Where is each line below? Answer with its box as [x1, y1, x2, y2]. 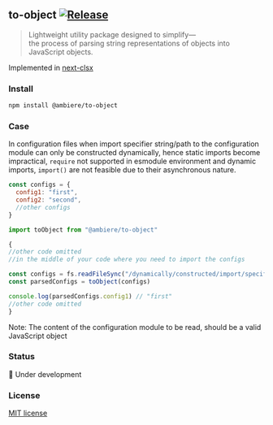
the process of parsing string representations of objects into [28, 38, 230, 48]
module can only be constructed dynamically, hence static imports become [8, 148, 261, 158]
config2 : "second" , [15, 196, 82, 204]
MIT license [8, 408, 48, 418]
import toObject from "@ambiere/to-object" [8, 225, 158, 234]
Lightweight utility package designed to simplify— [28, 29, 197, 39]
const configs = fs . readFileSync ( [8, 270, 126, 279]
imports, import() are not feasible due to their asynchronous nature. [8, 165, 237, 175]
